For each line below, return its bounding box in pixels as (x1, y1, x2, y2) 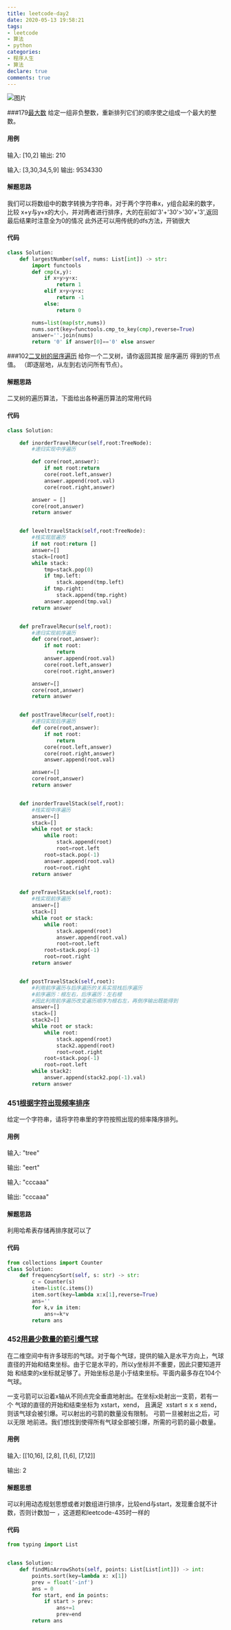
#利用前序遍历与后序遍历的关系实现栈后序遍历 (32, 984, 143, 991)
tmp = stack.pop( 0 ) (43, 566, 94, 573)
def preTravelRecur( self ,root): (19, 623, 112, 630)
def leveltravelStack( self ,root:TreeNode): (19, 528, 146, 535)
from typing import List (7, 1541, 78, 1548)
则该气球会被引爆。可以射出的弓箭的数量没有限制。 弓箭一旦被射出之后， (7, 1409, 214, 1417)
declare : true (7, 68, 48, 74)
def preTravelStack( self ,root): (19, 889, 112, 896)
